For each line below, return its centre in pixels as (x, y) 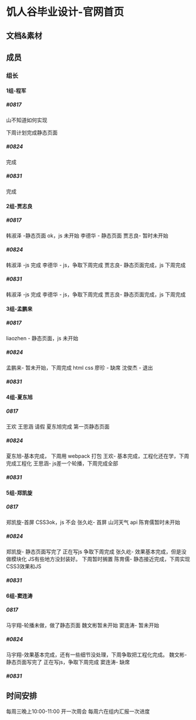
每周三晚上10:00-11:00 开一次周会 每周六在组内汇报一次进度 (78, 711)
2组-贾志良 (19, 206)
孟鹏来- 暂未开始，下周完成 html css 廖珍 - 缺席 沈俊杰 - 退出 (80, 368)
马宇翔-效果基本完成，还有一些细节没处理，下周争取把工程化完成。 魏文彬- (97, 655)
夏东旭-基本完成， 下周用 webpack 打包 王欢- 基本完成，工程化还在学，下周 (98, 456)
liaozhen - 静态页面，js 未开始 (42, 339)
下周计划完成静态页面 (32, 132)
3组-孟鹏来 (19, 309)
